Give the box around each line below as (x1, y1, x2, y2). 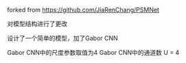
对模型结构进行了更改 (7, 20, 67, 28)
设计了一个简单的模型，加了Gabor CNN (7, 34, 118, 42)
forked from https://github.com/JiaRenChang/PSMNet (7, 6, 160, 14)
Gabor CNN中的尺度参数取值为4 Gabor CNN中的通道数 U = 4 (7, 49, 180, 56)
